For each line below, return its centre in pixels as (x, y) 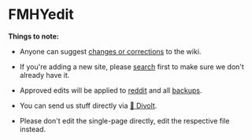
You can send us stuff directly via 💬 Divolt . (88, 105)
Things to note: (33, 36)
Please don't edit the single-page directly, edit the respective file (124, 120)
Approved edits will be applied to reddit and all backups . (111, 90)
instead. (33, 129)
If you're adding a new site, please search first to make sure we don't (132, 66)
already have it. (44, 75)
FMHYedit (41, 15)
